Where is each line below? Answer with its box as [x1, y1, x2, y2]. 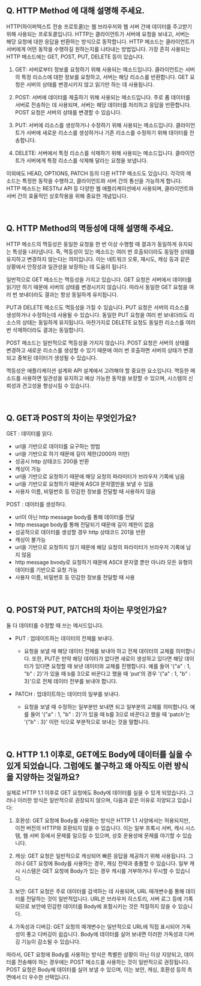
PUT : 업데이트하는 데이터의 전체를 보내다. [14, 635, 114, 642]
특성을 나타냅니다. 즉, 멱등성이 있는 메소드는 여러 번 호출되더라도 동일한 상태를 [12, 248, 195, 255]
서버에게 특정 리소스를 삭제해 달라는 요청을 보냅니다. [26, 157, 148, 164]
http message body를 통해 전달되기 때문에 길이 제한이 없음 [14, 521, 154, 528]
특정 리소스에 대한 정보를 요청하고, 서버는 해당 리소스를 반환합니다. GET [21, 73, 189, 80]
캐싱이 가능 [14, 466, 41, 473]
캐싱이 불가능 [14, 536, 46, 543]
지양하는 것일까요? [15, 772, 80, 782]
